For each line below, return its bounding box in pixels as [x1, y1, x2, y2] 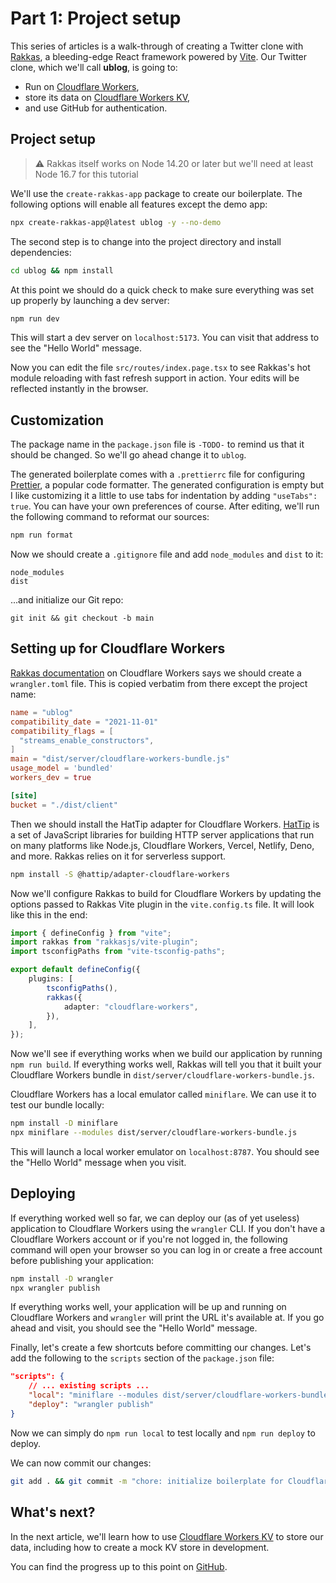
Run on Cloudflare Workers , [24, 80, 140, 92]
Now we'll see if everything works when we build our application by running [10, 1048, 323, 1060]
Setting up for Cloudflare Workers [10, 640, 226, 657]
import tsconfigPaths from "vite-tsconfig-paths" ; [10, 947, 226, 957]
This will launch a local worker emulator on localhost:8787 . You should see [10, 1145, 320, 1157]
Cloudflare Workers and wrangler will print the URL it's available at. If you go [10, 1312, 325, 1324]
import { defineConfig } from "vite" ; [10, 928, 172, 938]
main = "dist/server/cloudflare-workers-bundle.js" [10, 754, 230, 764]
